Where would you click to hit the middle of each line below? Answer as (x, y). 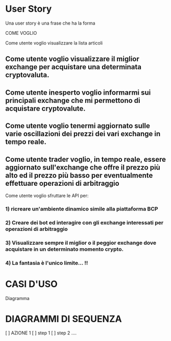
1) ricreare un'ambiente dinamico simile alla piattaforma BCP (82, 209)
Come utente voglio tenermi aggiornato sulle (78, 126)
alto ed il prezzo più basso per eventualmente (79, 175)
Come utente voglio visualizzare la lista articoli (54, 43)
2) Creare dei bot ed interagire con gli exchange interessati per (84, 222)
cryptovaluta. (27, 75)
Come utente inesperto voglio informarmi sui (78, 92)
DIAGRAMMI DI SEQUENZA (64, 319)
